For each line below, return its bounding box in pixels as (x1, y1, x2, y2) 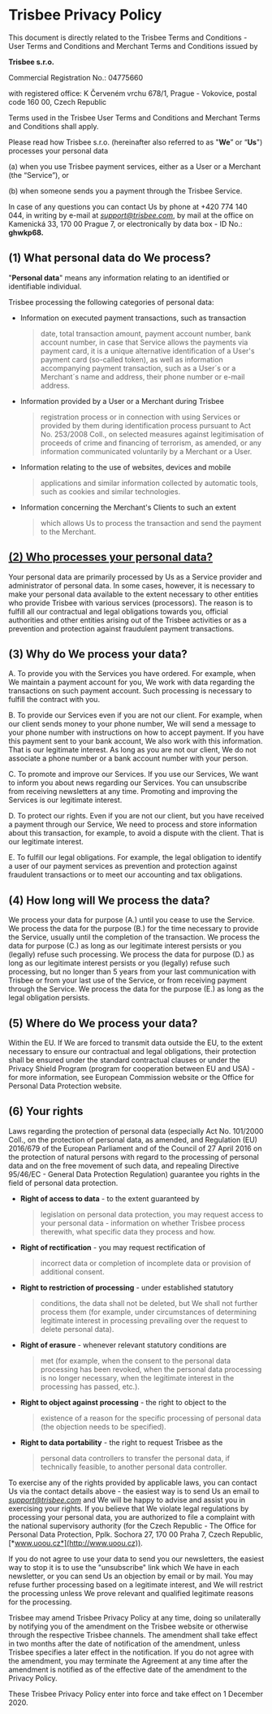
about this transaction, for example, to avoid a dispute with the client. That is (8, 828, 264, 838)
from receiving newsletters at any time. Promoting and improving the (8, 787, 238, 796)
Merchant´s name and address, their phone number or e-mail (40, 371, 245, 381)
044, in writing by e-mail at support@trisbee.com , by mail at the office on (8, 210, 254, 220)
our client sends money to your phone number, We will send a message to (8, 719, 257, 729)
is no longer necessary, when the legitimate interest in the (40, 1373, 235, 1382)
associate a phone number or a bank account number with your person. (8, 753, 249, 763)
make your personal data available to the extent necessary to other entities (8, 589, 258, 599)
